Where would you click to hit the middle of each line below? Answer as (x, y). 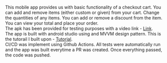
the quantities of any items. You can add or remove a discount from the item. (84, 18)
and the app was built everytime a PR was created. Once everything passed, (84, 50)
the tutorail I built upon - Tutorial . (39, 39)
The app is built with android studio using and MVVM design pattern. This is (83, 34)
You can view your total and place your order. (52, 23)
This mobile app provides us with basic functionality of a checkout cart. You (83, 7)
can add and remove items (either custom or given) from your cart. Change (82, 12)
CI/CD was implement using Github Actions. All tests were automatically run (83, 44)
